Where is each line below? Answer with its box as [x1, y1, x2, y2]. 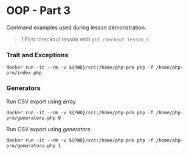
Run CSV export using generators [6, 125, 91, 133]
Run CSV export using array [6, 98, 76, 105]
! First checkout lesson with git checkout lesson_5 [21, 35, 149, 43]
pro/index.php [6, 70, 43, 76]
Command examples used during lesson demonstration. [6, 24, 147, 31]
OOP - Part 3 [6, 4, 71, 18]
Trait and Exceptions [6, 50, 69, 59]
